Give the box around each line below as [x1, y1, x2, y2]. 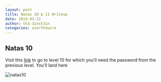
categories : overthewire [5, 26, 57, 31]
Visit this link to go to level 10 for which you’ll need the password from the [5, 57, 156, 63]
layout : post [5, 7, 32, 12]
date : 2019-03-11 [5, 16, 41, 21]
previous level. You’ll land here [5, 62, 68, 68]
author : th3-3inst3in [5, 21, 50, 26]
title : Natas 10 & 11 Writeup [5, 12, 68, 17]
